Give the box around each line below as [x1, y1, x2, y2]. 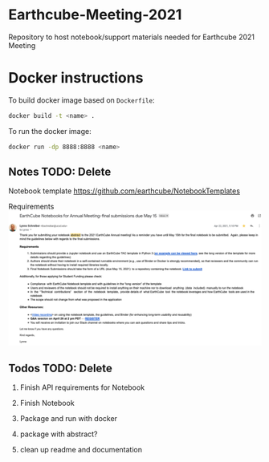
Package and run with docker [19, 413, 118, 423]
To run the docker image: [8, 126, 92, 136]
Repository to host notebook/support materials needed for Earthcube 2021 [8, 32, 255, 42]
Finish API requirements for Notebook [19, 383, 145, 392]
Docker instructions [8, 69, 144, 87]
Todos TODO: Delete [8, 361, 112, 375]
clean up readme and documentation [19, 444, 143, 454]
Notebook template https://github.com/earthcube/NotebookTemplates [8, 186, 241, 196]
